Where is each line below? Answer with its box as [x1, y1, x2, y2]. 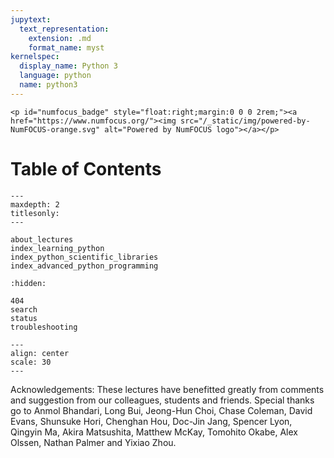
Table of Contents [10, 157, 162, 180]
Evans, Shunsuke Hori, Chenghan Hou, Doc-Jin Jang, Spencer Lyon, [10, 415, 293, 427]
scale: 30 [10, 357, 52, 367]
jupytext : [10, 14, 52, 25]
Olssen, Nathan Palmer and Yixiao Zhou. [10, 436, 177, 448]
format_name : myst [28, 42, 105, 53]
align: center [10, 348, 70, 358]
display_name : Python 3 [19, 61, 118, 71]
